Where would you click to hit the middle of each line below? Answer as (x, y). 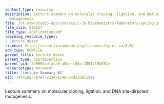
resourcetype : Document (29, 69)
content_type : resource (29, 9)
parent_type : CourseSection (34, 59)
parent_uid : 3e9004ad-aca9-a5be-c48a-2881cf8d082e (58, 64)
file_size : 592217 (24, 28)
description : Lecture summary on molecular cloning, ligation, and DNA (79, 14)
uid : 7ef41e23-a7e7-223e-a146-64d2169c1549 (50, 77)
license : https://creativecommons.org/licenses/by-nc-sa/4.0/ (70, 46)
